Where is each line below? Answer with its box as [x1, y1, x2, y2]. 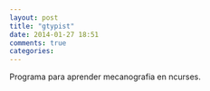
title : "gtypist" [9, 22, 75, 31]
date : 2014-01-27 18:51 [9, 30, 100, 39]
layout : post [9, 13, 59, 23]
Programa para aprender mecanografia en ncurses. [9, 71, 201, 82]
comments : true [9, 38, 67, 48]
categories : [9, 47, 54, 56]
